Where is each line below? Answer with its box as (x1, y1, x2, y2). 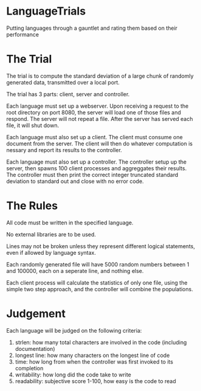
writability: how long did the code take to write (15, 371, 132, 378)
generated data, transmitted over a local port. (6, 78, 120, 86)
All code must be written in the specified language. (6, 219, 134, 226)
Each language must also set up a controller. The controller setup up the (6, 158, 187, 165)
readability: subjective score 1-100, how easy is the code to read (15, 377, 176, 384)
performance (6, 30, 39, 38)
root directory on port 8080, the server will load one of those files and (6, 108, 181, 116)
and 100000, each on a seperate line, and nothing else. (6, 267, 144, 274)
